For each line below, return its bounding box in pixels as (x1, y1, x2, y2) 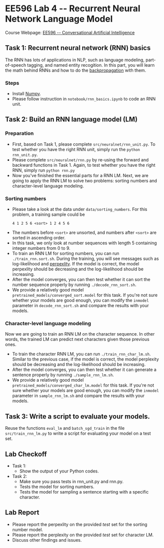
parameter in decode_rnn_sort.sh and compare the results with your (12, 303, 149, 309)
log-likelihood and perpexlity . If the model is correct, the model (12, 261, 140, 267)
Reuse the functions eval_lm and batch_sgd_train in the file (5, 425, 125, 431)
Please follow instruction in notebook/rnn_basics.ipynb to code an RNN (12, 96, 156, 102)
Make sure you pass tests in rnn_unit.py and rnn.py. (19, 478, 124, 484)
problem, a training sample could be (12, 211, 85, 217)
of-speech (5, 62, 26, 68)
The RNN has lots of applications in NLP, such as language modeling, (5, 57, 145, 63)
